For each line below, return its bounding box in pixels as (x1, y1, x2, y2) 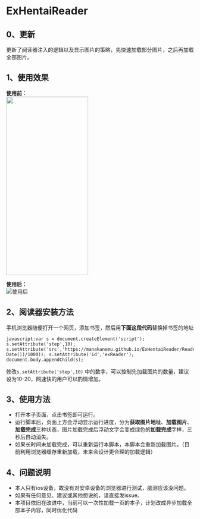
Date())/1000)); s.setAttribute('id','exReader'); (6, 351, 135, 357)
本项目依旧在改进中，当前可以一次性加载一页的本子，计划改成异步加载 (14, 499, 187, 507)
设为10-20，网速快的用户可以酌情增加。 (6, 375, 104, 382)
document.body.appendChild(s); (6, 357, 84, 363)
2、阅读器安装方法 (6, 307, 74, 317)
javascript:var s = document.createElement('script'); (6, 336, 145, 342)
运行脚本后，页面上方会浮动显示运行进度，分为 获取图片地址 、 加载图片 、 (14, 419, 192, 426)
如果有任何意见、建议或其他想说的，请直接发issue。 (14, 492, 143, 499)
